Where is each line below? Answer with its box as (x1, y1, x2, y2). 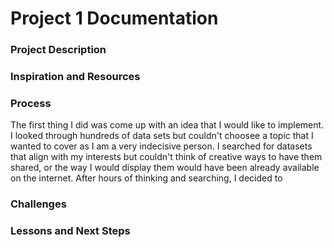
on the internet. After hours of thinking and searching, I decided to (10, 172, 283, 184)
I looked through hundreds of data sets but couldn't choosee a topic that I (10, 130, 314, 142)
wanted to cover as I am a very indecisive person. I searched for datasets (10, 140, 313, 152)
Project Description (10, 43, 107, 57)
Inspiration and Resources (10, 70, 141, 84)
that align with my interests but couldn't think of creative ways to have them (10, 151, 323, 163)
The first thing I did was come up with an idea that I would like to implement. (10, 119, 325, 131)
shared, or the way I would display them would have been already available (10, 162, 320, 174)
